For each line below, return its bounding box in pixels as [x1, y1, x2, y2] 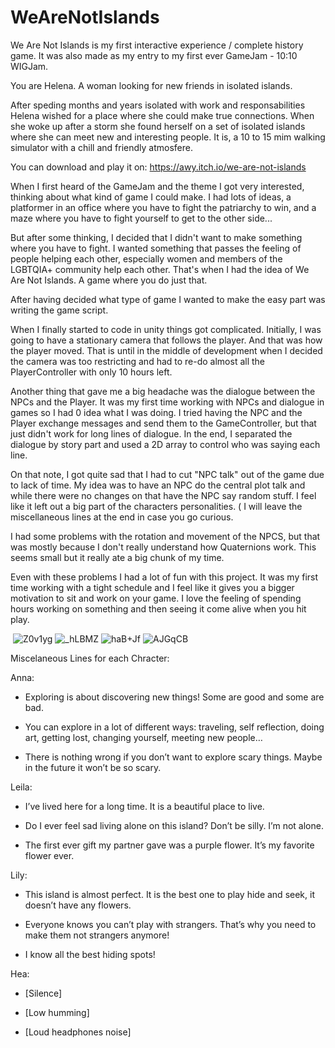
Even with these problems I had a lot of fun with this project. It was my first [10, 571, 319, 583]
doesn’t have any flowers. [24, 899, 132, 911]
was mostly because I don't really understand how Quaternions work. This [10, 541, 317, 553]
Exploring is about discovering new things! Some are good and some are [24, 691, 325, 703]
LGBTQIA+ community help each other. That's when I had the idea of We [10, 263, 310, 275]
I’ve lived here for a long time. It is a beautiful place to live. [24, 800, 265, 812]
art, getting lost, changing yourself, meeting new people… [24, 731, 263, 743]
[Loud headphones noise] [24, 1026, 132, 1038]
